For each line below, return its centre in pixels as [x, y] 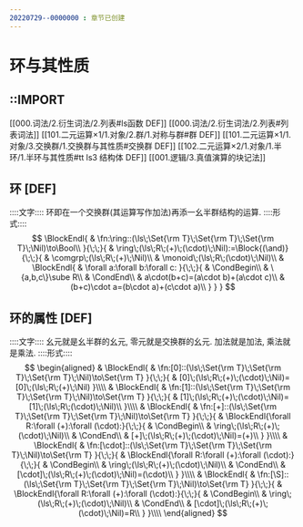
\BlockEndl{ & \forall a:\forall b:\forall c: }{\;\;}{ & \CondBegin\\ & [150, 268]
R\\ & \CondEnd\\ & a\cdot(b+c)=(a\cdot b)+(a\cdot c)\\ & [178, 277]
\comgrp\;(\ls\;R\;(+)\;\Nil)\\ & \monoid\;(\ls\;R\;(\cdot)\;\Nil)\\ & [168, 258]
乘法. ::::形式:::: [45, 353]
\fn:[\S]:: [273, 474]
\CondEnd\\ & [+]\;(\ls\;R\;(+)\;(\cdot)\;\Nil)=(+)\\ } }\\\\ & [183, 436]
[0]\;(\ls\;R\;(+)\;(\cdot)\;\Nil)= [235, 377]
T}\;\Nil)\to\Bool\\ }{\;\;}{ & [66, 248]
